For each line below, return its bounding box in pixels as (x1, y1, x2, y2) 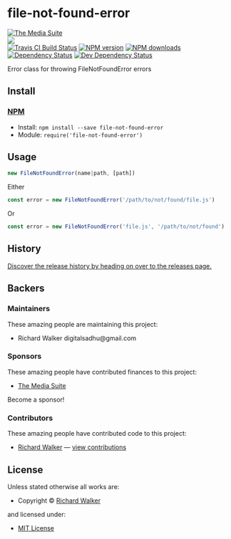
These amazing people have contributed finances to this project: (7, 367, 197, 376)
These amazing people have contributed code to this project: (7, 429, 187, 438)
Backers (7, 283, 45, 295)
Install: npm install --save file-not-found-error (17, 122, 164, 131)
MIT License (17, 523, 55, 532)
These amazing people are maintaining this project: (7, 320, 158, 328)
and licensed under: (7, 510, 66, 518)
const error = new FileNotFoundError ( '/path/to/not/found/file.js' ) (7, 197, 215, 204)
